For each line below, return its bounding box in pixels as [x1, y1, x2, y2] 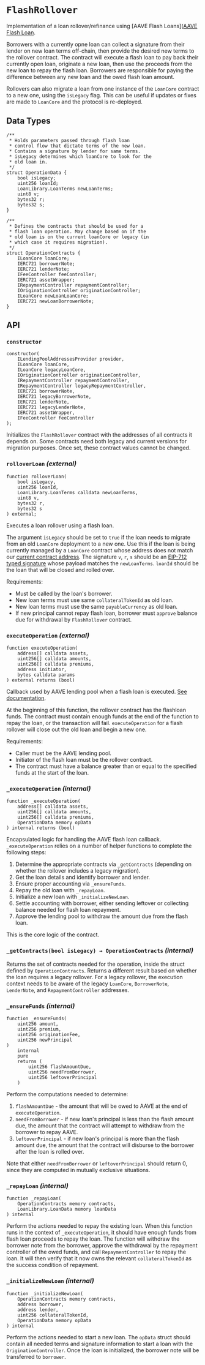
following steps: [6, 849, 47, 856]
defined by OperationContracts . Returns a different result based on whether [6, 966, 197, 974]
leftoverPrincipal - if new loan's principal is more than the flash [15, 1135, 179, 1142]
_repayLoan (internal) [6, 1181, 69, 1190]
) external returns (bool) [6, 677, 75, 683]
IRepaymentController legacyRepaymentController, [17, 383, 147, 389]
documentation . [6, 694, 47, 702]
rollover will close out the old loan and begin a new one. [6, 726, 147, 733]
